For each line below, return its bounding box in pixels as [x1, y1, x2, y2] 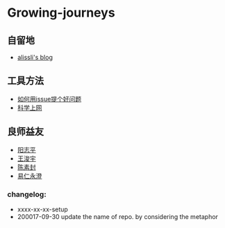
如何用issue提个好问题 [17, 95, 82, 103]
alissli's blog [17, 54, 53, 61]
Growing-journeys [7, 5, 116, 21]
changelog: [7, 189, 47, 199]
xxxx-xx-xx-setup [17, 205, 68, 213]
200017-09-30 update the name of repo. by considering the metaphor [17, 212, 219, 220]
